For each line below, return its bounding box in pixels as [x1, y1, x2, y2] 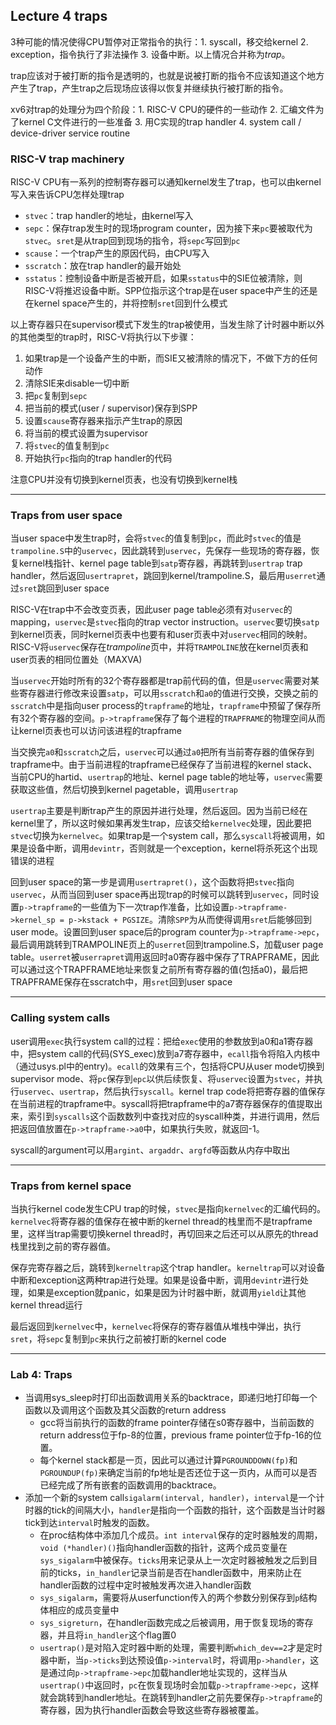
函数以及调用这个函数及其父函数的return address [24, 1404, 227, 1416]
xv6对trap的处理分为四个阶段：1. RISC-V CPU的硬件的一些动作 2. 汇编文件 [10, 103, 316, 115]
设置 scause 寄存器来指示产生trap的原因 [24, 415, 183, 427]
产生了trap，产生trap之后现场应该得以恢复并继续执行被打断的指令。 [10, 82, 289, 94]
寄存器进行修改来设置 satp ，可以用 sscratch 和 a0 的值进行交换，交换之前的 [18, 687, 319, 699]
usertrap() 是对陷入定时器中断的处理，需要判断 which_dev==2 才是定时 [39, 1642, 323, 1654]
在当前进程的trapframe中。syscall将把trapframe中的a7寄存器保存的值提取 [10, 1097, 315, 1109]
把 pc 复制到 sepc [24, 390, 88, 402]
